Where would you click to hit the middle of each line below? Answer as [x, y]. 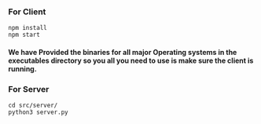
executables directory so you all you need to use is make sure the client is [131, 60]
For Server [29, 89]
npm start [24, 35]
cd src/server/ [33, 106]
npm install [28, 28]
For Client [27, 12]
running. [22, 68]
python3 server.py [38, 112]
